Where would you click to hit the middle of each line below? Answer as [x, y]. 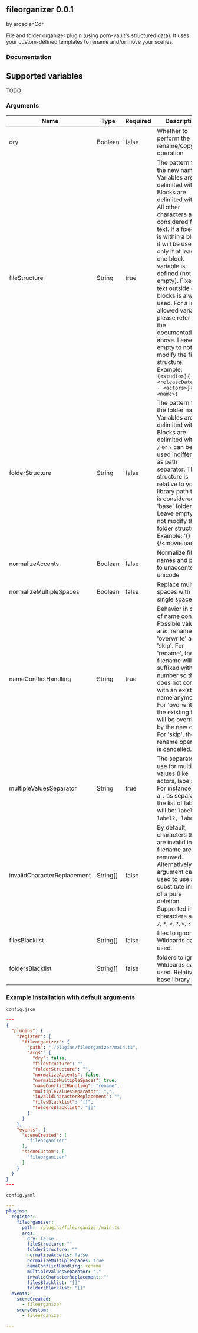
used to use [173, 879]
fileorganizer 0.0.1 [40, 10]
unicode [168, 574]
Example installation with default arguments [71, 997]
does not [169, 682]
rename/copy [176, 145]
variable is [171, 266]
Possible [169, 623]
